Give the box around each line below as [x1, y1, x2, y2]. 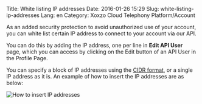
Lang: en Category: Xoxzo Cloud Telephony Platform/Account [40, 12, 196, 19]
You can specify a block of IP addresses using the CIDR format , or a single [6, 66, 193, 74]
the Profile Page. [6, 55, 48, 61]
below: [6, 79, 23, 86]
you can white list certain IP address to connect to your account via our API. [6, 30, 197, 37]
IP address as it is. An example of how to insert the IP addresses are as [6, 73, 184, 80]
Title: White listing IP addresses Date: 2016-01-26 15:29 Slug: [6, 5, 159, 12]
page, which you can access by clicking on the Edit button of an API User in [6, 48, 197, 55]
